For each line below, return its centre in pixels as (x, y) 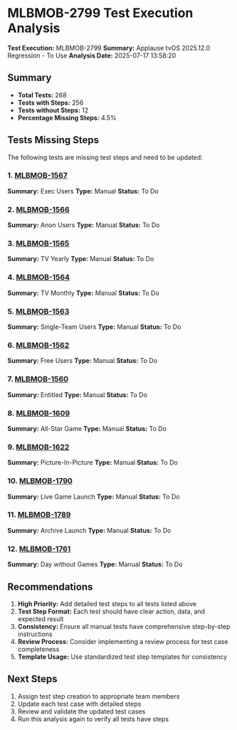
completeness (38, 649)
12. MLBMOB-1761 (39, 549)
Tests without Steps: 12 (53, 110)
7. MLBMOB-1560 (38, 379)
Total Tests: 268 (42, 95)
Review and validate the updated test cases (81, 711)
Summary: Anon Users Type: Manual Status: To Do (84, 225)
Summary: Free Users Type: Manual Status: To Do (83, 361)
